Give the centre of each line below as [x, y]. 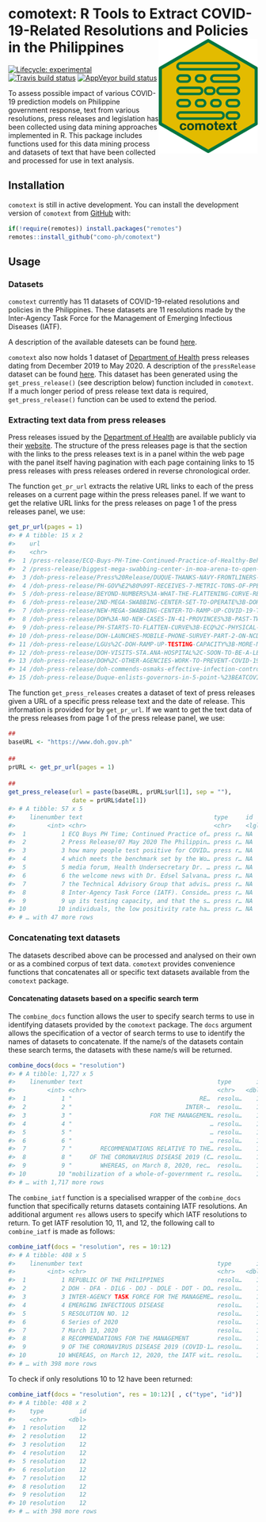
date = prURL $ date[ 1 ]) [109, 801]
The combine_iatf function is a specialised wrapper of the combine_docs [125, 1197]
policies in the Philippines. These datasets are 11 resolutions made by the [127, 310]
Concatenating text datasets [64, 938]
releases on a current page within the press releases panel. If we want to [127, 495]
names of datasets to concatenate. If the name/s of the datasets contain [126, 1041]
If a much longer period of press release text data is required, [108, 391]
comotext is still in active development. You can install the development [123, 205]
